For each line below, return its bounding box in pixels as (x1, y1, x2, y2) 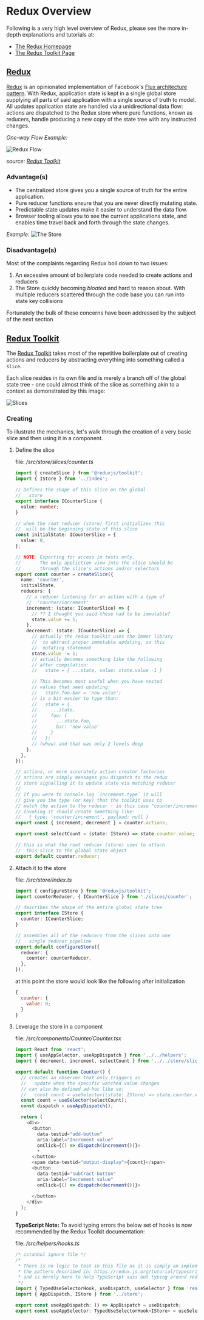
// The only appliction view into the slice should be (15, 560, 174, 566)
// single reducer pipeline (15, 938, 92, 944)
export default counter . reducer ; (15, 853, 100, 859)
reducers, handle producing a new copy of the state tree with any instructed (6, 115, 197, 123)
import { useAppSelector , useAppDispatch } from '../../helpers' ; (15, 1052, 187, 1058)
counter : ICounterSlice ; (21, 916, 84, 922)
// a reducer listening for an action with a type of (26, 594, 165, 600)
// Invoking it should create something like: (15, 808, 135, 815)
